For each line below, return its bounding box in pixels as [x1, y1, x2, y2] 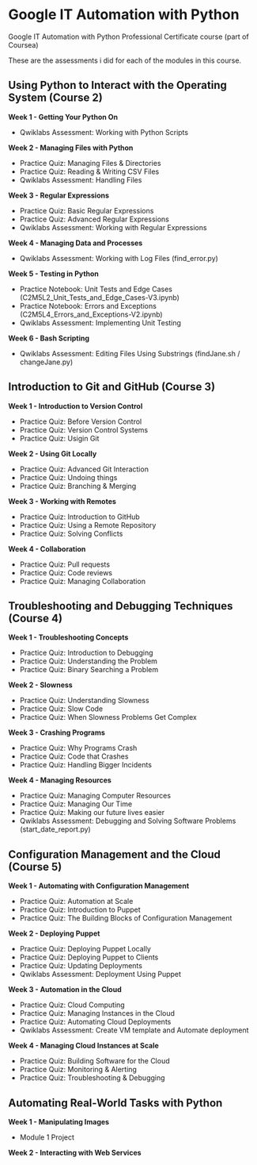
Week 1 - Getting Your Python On [8, 112, 119, 121]
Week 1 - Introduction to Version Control [8, 401, 143, 410]
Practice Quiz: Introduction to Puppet [19, 905, 141, 914]
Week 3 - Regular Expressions [8, 190, 109, 200]
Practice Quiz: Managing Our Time [19, 799, 133, 809]
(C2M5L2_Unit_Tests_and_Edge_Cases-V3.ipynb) [19, 292, 180, 302]
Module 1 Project [19, 1132, 75, 1142]
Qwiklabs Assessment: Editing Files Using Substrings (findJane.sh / [19, 348, 240, 358]
